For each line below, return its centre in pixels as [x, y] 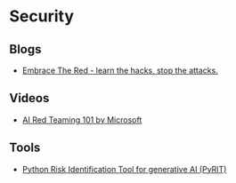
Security [41, 16]
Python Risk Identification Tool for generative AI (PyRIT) [124, 169]
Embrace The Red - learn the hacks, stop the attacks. [120, 70]
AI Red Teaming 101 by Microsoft [82, 119]
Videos [29, 98]
